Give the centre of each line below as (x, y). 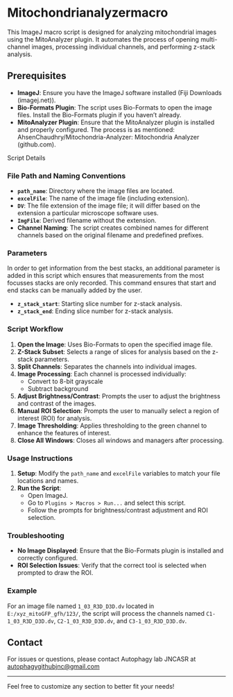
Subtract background (58, 388)
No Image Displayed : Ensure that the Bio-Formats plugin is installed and (120, 551)
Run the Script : (39, 488)
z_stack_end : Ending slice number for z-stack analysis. (95, 311)
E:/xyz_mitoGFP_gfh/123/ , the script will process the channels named (106, 613)
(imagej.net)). (36, 100)
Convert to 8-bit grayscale (65, 381)
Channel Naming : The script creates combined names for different (113, 228)
